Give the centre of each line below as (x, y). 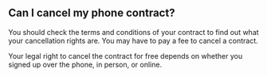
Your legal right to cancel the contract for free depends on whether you (126, 56)
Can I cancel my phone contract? (92, 13)
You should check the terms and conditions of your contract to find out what (133, 32)
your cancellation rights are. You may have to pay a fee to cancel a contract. (133, 40)
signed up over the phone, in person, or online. (85, 64)
